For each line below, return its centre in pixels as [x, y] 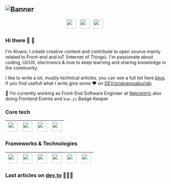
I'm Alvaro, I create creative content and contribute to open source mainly [83, 51]
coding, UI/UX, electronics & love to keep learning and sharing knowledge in [86, 63]
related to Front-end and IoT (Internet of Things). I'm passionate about [79, 57]
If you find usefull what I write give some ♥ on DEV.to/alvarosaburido [79, 83]
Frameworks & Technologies [41, 143]
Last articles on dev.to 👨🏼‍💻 [39, 175]
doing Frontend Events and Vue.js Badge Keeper [57, 99]
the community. [22, 68]
